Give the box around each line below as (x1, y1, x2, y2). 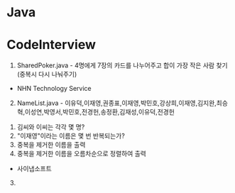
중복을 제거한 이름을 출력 (16, 140, 86, 149)
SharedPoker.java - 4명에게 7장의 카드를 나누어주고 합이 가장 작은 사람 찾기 (16, 61, 228, 70)
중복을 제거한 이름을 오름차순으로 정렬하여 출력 (16, 150, 146, 158)
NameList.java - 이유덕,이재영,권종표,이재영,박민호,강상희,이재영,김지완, (16, 99, 217, 107)
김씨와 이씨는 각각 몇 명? (16, 123, 85, 131)
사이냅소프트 (16, 165, 53, 173)
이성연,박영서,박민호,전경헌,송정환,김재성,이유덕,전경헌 (24, 108, 175, 116)
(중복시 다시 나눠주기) (16, 70, 77, 79)
